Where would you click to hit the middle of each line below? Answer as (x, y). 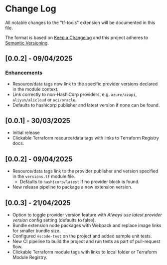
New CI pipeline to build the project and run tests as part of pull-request (86, 241)
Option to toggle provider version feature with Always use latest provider (87, 215)
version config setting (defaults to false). (54, 220)
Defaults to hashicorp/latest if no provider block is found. (80, 182)
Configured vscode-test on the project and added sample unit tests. (82, 236)
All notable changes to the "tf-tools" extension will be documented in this (80, 22)
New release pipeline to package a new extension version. (72, 187)
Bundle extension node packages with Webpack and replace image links (87, 225)
